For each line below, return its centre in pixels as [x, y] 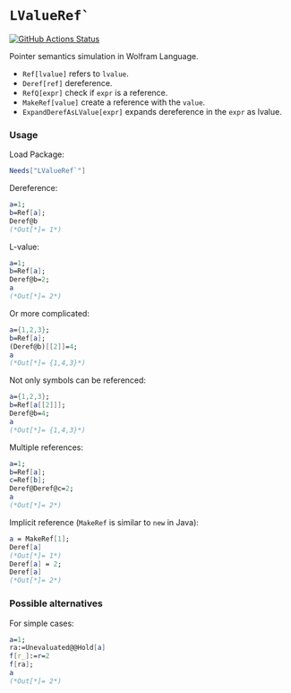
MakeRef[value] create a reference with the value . [114, 102]
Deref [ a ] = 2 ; [36, 564]
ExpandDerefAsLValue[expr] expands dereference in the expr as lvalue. [152, 111]
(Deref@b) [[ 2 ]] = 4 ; [43, 346]
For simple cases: [42, 623]
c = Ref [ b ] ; [28, 481]
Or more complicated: [49, 313]
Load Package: [37, 154]
